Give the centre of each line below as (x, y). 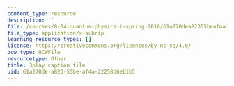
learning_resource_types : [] (49, 40)
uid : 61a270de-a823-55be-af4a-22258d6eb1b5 (71, 71)
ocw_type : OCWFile (34, 53)
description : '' (31, 20)
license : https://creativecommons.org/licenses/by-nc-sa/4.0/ (99, 46)
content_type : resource (42, 14)
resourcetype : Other (37, 59)
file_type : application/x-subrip (56, 33)
